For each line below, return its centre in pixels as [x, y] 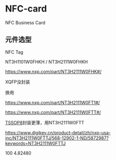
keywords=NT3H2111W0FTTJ [35, 143]
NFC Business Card [25, 23]
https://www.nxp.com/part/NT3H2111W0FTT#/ [53, 112]
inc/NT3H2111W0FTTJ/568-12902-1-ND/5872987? [57, 138]
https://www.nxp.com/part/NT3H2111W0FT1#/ [52, 102]
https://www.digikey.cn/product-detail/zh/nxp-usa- [58, 132]
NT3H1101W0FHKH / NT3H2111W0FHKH [46, 62]
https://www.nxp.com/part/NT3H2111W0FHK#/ [53, 71]
